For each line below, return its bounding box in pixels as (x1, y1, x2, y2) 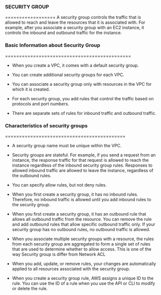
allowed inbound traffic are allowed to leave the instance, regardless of (12, 167, 154, 173)
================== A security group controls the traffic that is (5, 15, 141, 20)
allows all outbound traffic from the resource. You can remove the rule (12, 216, 152, 222)
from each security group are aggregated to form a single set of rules (12, 241, 151, 247)
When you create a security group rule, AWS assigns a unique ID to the (12, 275, 154, 281)
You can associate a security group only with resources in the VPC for (12, 81, 152, 87)
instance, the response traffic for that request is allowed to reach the (12, 157, 149, 163)
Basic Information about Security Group (5, 42, 101, 49)
